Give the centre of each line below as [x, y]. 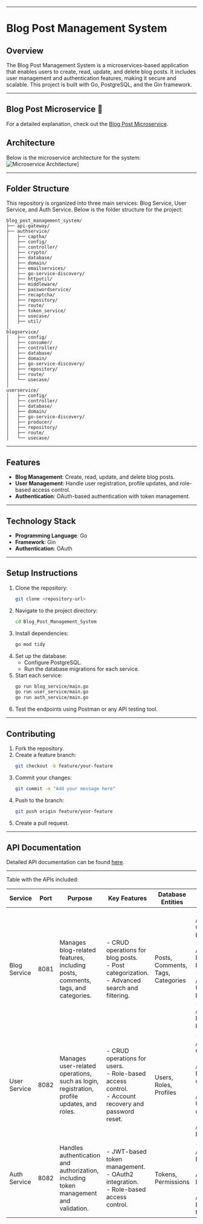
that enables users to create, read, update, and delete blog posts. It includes [101, 72]
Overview [25, 51]
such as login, [79, 1081]
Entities [172, 902]
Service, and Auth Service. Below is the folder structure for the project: [95, 210]
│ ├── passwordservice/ [39, 290]
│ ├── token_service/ [36, 311]
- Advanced [123, 980]
